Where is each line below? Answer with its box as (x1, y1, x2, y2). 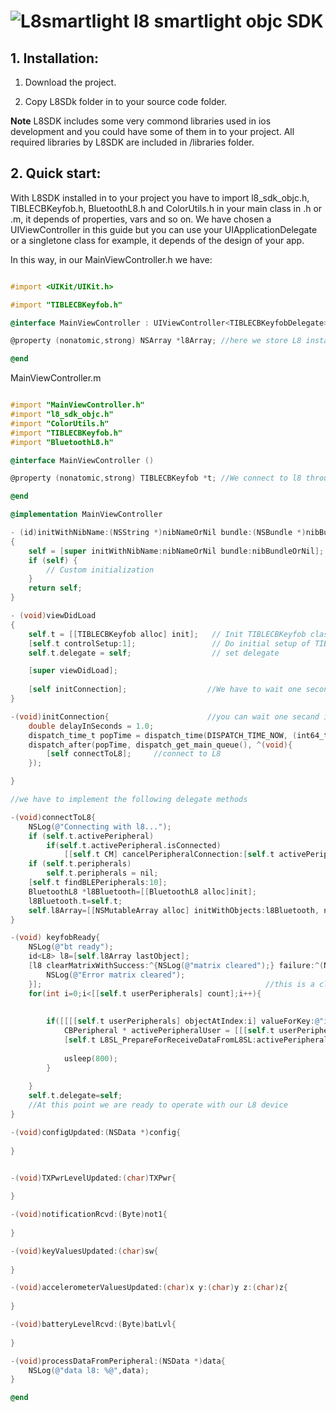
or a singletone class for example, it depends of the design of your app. (10, 234, 305, 246)
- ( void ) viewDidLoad (10, 611, 97, 621)
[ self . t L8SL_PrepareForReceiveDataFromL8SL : (63, 1035, 257, 1045)
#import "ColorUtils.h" (10, 418, 110, 429)
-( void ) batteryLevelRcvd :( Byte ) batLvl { (10, 1320, 177, 1330)
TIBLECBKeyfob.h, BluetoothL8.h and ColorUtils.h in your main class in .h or (10, 202, 323, 214)
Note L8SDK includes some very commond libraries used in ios (10, 115, 272, 127)
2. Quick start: (10, 165, 102, 182)
